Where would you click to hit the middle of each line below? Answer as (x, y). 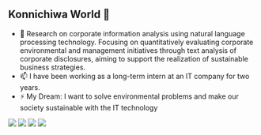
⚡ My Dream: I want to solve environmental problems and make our (129, 96)
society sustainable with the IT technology (89, 107)
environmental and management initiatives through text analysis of (128, 50)
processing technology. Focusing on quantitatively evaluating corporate (136, 42)
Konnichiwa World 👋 (59, 15)
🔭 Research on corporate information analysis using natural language (132, 33)
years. (30, 87)
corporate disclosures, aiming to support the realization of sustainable (134, 58)
